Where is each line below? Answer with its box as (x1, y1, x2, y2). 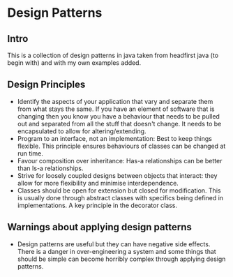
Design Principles (7, 79, 86, 91)
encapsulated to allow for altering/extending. (17, 127, 146, 135)
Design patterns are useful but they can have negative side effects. (17, 239, 211, 248)
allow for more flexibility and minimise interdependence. (17, 179, 179, 187)
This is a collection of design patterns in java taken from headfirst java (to (7, 51, 218, 59)
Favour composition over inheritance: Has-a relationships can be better (17, 156, 223, 165)
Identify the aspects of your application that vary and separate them (17, 97, 213, 105)
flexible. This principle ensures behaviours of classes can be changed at (17, 142, 226, 150)
